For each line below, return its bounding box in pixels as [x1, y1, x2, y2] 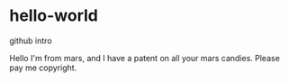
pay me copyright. [9, 62, 77, 73]
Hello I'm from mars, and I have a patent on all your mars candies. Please [9, 52, 281, 63]
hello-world [9, 5, 99, 26]
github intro [9, 35, 52, 46]
